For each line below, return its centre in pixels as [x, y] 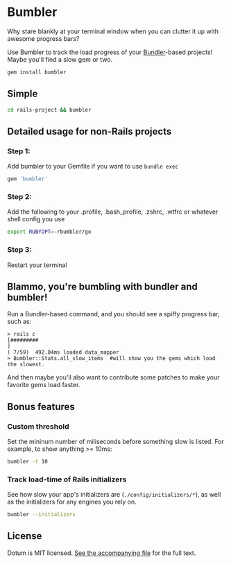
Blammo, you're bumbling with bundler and [102, 286]
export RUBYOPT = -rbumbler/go [49, 232]
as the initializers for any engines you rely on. [72, 502]
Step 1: [19, 151]
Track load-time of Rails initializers [67, 479]
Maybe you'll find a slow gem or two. [60, 59]
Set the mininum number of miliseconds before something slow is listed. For [115, 442]
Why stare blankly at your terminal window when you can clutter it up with [113, 31]
